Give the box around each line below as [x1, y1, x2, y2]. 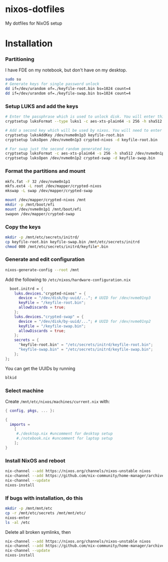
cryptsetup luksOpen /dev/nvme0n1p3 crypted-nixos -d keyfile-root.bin [5, 137, 157, 142]
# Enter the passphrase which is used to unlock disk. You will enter [5, 114, 155, 119]
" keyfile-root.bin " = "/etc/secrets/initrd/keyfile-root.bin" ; [18, 342, 153, 347]
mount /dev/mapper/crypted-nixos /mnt [5, 198, 86, 203]
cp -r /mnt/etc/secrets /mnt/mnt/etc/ [5, 510, 86, 516]
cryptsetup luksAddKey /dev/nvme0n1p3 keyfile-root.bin [5, 132, 124, 138]
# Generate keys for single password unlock [5, 81, 99, 86]
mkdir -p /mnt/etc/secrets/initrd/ [5, 235, 79, 240]
